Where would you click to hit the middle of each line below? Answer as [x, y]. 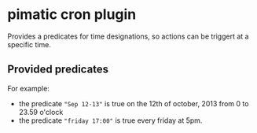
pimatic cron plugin [72, 15]
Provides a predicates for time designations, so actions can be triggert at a [128, 36]
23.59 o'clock [41, 112]
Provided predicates [58, 70]
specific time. [29, 44]
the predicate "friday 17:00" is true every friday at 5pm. [110, 120]
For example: [29, 88]
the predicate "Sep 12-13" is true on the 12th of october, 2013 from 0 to [134, 103]
